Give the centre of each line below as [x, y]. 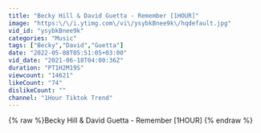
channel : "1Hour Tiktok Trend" [61, 98]
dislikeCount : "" [37, 90]
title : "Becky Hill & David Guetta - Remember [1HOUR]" [104, 16]
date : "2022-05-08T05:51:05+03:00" [68, 53]
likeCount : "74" [35, 83]
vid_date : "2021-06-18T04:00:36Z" [66, 61]
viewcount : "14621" [41, 75]
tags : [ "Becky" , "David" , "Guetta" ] [66, 46]
